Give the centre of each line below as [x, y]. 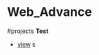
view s [26, 44]
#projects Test [28, 31]
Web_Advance [49, 12]
